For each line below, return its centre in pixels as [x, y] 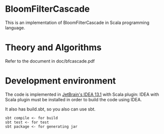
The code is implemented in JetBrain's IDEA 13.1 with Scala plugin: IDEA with [82, 94]
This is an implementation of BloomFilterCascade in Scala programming [77, 22]
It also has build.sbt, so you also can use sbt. [50, 109]
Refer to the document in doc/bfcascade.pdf [50, 61]
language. [15, 27]
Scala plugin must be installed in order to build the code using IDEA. [73, 99]
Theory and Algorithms [53, 48]
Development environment [60, 81]
